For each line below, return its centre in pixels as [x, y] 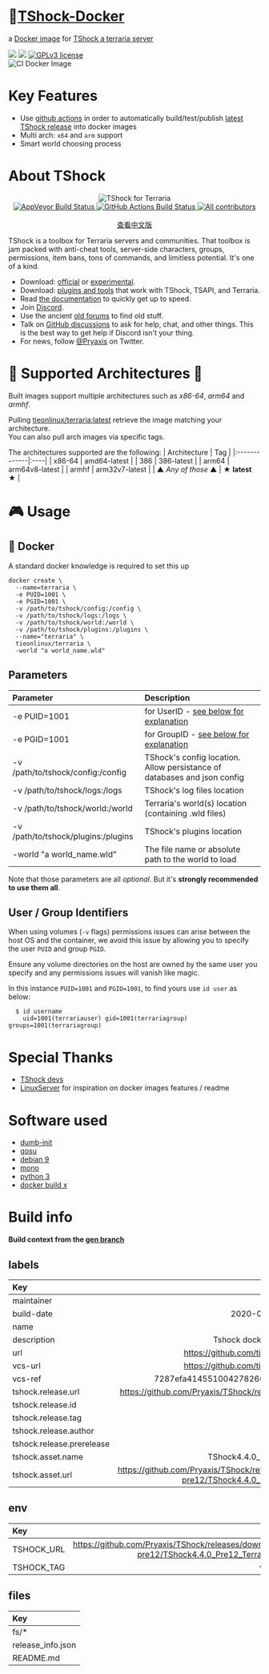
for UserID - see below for [194, 711]
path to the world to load [191, 859]
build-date [33, 1314]
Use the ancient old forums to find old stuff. [92, 315]
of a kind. [24, 266]
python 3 [35, 1177]
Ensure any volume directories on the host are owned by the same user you [133, 965]
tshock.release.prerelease [61, 1444]
